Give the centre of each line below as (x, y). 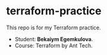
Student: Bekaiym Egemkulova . (54, 39)
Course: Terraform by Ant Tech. (54, 45)
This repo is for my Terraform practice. (53, 27)
